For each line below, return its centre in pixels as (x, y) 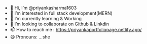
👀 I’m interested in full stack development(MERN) (61, 13)
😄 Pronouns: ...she (30, 37)
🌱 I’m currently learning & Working (46, 18)
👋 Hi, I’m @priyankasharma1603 (43, 8)
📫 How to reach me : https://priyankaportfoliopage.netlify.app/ (76, 30)
